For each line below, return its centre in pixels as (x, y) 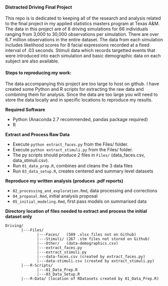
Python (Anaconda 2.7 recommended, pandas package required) (80, 120)
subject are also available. (32, 61)
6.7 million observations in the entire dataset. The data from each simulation (84, 40)
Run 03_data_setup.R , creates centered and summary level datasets (83, 171)
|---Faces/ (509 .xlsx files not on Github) (87, 235)
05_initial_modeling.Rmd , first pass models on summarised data (80, 201)
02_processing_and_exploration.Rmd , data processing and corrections (85, 191)
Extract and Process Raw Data (37, 135)
